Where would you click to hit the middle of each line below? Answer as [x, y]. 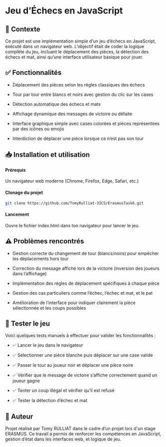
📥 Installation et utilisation [48, 155]
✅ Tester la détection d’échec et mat [50, 401]
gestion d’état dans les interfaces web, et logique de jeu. [63, 439]
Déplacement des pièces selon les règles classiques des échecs [79, 84]
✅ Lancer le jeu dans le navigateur [48, 345]
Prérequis [15, 170]
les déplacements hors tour [40, 258]
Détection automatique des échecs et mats [56, 104]
